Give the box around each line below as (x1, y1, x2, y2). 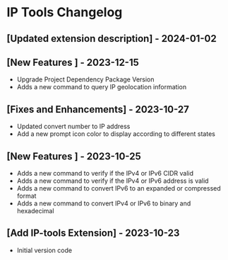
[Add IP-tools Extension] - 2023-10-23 (6, 227, 180, 239)
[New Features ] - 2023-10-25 (6, 150, 142, 162)
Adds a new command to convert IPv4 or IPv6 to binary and (16, 199, 191, 208)
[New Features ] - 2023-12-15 (6, 56, 139, 68)
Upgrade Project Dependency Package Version (16, 75, 155, 84)
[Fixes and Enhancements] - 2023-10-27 (6, 103, 190, 115)
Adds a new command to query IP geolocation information (16, 83, 187, 91)
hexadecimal (16, 207, 54, 215)
